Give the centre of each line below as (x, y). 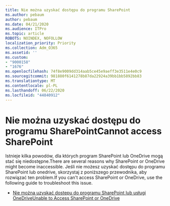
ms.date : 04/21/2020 (27, 24)
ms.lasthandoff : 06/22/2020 (35, 90)
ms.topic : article (25, 34)
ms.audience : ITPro (26, 29)
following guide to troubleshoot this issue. (49, 183)
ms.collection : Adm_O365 (31, 48)
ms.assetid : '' (21, 52)
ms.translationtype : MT (30, 81)
